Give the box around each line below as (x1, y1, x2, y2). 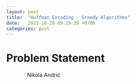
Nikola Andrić (26, 72, 61, 79)
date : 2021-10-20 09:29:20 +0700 (6, 20, 96, 26)
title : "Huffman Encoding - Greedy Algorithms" (6, 14, 131, 20)
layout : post (6, 8, 39, 15)
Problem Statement (6, 52, 105, 65)
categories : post (6, 25, 50, 32)
